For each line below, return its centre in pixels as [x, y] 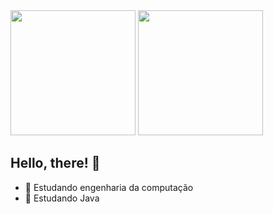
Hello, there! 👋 [55, 163]
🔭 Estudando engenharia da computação [109, 187]
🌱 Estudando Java [62, 198]
